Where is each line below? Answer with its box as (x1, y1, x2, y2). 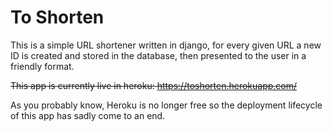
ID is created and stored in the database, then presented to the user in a (10, 49, 307, 61)
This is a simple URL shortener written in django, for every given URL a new (10, 39, 322, 51)
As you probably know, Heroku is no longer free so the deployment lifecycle (10, 99, 323, 111)
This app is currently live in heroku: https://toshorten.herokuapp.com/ (10, 79, 298, 91)
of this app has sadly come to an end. (10, 109, 166, 121)
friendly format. (10, 60, 75, 72)
